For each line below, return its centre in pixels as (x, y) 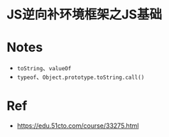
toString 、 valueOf (44, 68)
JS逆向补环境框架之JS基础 (84, 15)
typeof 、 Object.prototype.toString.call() (81, 77)
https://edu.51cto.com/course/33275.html (78, 126)
